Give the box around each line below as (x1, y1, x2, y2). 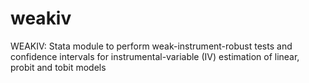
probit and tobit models (10, 61, 107, 73)
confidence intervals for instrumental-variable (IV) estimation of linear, (10, 50, 300, 62)
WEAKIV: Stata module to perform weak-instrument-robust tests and (10, 40, 293, 52)
